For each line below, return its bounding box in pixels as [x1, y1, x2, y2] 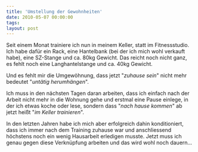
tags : [6, 20, 20, 26]
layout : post [6, 25, 39, 31]
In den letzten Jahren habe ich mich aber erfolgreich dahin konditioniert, [6, 120, 184, 128]
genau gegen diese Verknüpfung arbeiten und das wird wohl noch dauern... [6, 139, 193, 146]
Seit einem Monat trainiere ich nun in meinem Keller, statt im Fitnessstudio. [6, 42, 190, 49]
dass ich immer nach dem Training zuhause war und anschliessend [6, 126, 172, 134]
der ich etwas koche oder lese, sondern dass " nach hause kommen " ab [6, 102, 183, 110]
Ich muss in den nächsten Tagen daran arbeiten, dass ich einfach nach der [6, 90, 190, 97]
